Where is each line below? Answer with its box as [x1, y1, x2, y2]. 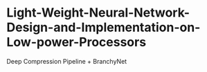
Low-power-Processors [6, 35, 147, 50]
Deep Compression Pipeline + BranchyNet [6, 57, 127, 65]
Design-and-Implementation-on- [6, 19, 201, 35]
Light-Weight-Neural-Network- [6, 5, 190, 21]
